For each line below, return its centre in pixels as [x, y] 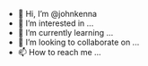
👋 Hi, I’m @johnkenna [57, 14]
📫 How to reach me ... [59, 52]
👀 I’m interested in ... [56, 23]
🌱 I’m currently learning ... [65, 33]
